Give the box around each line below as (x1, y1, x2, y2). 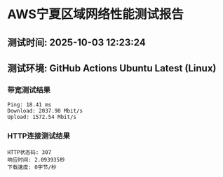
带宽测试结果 (7, 85, 51, 94)
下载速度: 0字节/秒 (7, 164, 57, 171)
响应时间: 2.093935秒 (7, 156, 65, 163)
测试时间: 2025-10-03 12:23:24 (7, 36, 146, 48)
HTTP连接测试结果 (7, 131, 70, 141)
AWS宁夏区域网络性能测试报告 (7, 6, 184, 22)
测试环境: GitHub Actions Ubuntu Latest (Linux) (7, 62, 217, 74)
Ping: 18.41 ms (7, 101, 52, 108)
